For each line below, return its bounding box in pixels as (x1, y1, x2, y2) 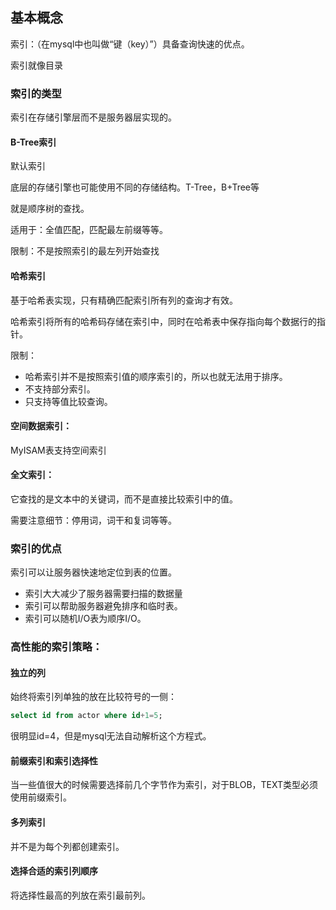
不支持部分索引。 (24, 383, 96, 395)
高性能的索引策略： (10, 640, 103, 654)
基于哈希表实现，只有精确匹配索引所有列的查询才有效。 (10, 294, 238, 306)
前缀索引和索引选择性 (10, 754, 98, 767)
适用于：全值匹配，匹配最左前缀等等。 (10, 224, 168, 236)
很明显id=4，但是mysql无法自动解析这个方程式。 (10, 730, 212, 742)
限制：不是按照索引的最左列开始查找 (10, 245, 160, 257)
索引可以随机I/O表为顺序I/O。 (24, 613, 147, 625)
